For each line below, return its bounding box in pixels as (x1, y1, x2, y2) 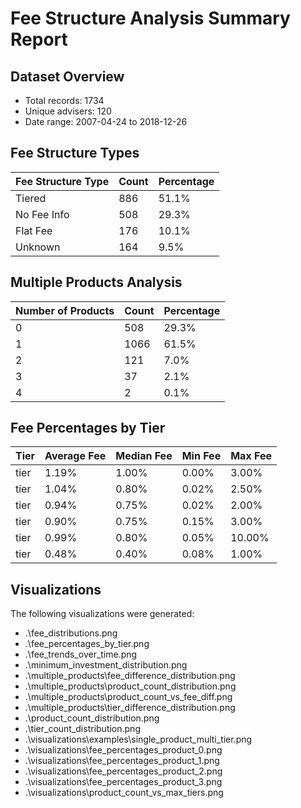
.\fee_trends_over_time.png (24, 648, 138, 661)
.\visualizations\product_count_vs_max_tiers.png (24, 787, 224, 799)
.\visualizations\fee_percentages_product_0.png (24, 744, 223, 756)
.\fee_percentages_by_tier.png (24, 638, 150, 650)
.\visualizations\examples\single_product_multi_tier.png (24, 733, 253, 746)
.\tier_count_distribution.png (24, 723, 141, 735)
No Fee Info (15, 207, 70, 221)
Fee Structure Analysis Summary (10, 7, 291, 30)
